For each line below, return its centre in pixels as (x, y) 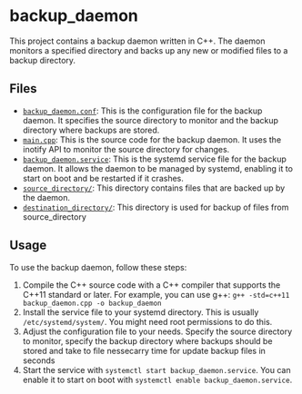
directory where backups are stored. (91, 130)
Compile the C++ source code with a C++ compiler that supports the (151, 285)
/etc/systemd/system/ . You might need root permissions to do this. (147, 321)
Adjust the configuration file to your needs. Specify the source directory (157, 331)
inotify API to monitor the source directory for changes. (126, 149)
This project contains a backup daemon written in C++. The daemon (137, 41)
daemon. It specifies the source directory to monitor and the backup (151, 120)
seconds (39, 360)
